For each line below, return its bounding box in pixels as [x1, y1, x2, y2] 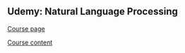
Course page [7, 24, 45, 33]
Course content [7, 38, 53, 47]
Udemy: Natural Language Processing [7, 6, 179, 18]
